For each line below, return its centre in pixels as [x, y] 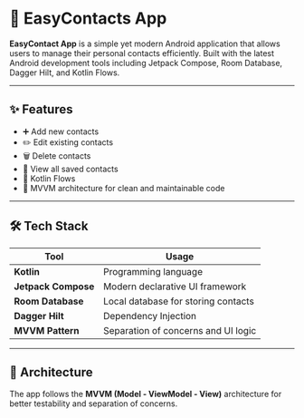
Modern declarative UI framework [175, 287]
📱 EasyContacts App [88, 19]
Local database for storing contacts [179, 301]
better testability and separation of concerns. [94, 403]
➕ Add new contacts [61, 131]
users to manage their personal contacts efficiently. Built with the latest [142, 53]
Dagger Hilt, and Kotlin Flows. [65, 73]
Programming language [153, 271]
